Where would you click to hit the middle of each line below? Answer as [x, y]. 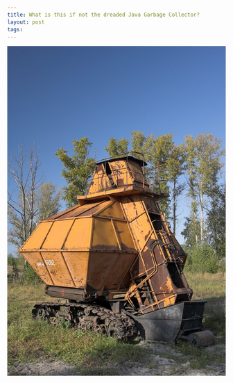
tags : [15, 29]
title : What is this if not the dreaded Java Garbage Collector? [103, 15]
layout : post [26, 22]
